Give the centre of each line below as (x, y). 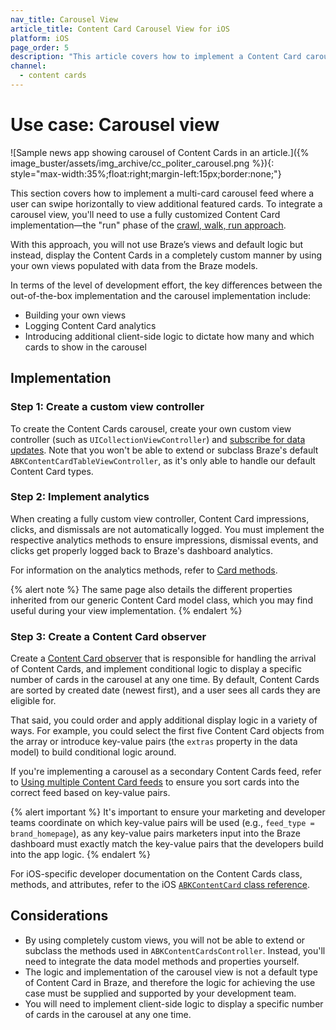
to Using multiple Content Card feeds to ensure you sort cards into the (155, 782)
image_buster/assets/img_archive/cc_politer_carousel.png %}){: (142, 163)
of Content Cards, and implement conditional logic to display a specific (156, 669)
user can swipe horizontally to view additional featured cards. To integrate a (166, 203)
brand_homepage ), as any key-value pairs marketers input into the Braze (155, 833)
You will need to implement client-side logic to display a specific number (174, 1003)
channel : (28, 66)
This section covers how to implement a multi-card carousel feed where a (162, 193)
